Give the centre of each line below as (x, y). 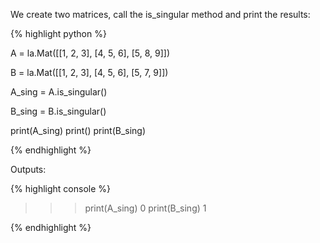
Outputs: (28, 169)
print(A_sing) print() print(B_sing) (78, 130)
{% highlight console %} (61, 188)
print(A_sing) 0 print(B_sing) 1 (145, 208)
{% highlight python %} (58, 33)
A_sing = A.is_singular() (59, 92)
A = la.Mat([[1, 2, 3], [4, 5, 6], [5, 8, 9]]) (90, 53)
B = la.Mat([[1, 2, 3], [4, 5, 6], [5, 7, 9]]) (89, 72)
